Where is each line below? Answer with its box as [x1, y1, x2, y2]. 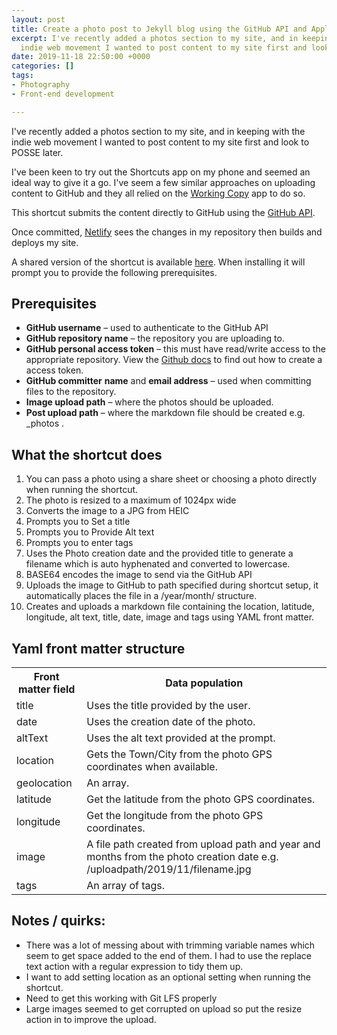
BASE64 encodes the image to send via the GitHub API [25, 569, 253, 581]
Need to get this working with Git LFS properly [25, 992, 218, 1004]
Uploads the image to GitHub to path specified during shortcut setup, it [25, 579, 319, 591]
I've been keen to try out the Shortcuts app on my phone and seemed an [11, 166, 311, 178]
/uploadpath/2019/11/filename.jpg [86, 862, 252, 876]
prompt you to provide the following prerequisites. [11, 266, 218, 278]
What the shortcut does [11, 446, 163, 463]
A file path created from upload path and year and [86, 837, 321, 851]
